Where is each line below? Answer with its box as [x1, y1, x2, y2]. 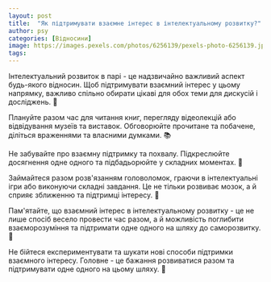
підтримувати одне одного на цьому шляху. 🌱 [8, 264, 167, 274]
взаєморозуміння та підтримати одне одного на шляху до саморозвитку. [8, 223, 261, 232]
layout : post [8, 11, 52, 20]
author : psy [8, 27, 48, 35]
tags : [8, 49, 27, 57]
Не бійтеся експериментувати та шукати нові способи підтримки [8, 247, 234, 256]
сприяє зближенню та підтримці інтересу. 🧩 [8, 190, 160, 200]
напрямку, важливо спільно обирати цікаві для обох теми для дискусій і [8, 89, 258, 97]
